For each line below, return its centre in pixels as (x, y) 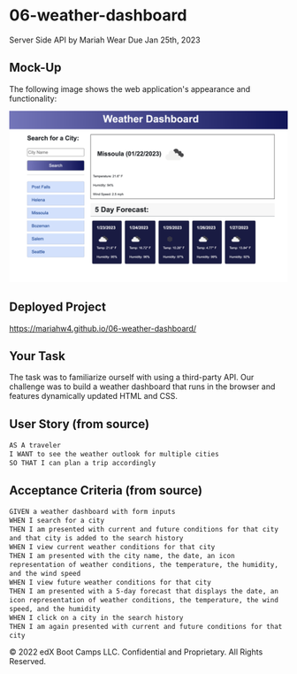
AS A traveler (35, 446)
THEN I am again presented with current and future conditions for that (146, 627)
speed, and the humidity (55, 609)
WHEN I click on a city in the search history (96, 618)
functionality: (33, 98)
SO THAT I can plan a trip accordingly (83, 463)
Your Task (38, 356)
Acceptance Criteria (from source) (106, 490)
